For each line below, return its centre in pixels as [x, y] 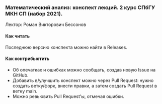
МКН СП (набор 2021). [34, 13]
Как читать [18, 36]
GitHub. [20, 75]
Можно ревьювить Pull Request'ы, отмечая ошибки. [68, 96]
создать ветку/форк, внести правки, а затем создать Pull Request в [85, 85]
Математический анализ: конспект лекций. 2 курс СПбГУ [80, 7]
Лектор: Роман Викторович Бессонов [46, 24]
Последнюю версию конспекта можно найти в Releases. [66, 47]
